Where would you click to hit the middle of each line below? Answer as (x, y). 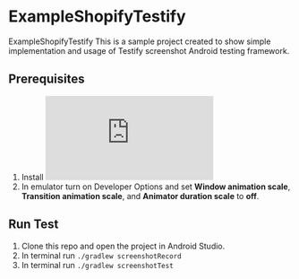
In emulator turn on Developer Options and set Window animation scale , (156, 187)
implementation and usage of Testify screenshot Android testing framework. (149, 50)
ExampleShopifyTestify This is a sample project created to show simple (140, 41)
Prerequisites (47, 79)
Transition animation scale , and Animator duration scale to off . (140, 196)
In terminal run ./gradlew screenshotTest (97, 265)
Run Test (34, 225)
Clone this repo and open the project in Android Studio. (123, 246)
